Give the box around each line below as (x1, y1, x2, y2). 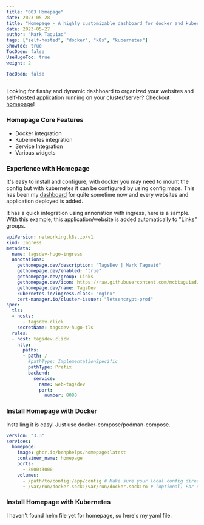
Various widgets (15, 149, 56, 156)
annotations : (12, 256, 45, 262)
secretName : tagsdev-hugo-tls (17, 324, 94, 331)
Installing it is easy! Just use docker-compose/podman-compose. (6, 421, 171, 428)
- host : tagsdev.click (12, 336, 69, 342)
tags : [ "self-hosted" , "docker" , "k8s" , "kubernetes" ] (6, 37, 148, 43)
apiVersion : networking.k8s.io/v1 (6, 234, 94, 240)
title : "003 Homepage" (6, 9, 64, 15)
